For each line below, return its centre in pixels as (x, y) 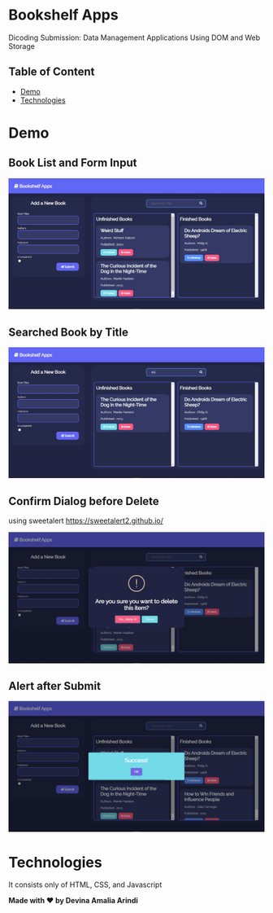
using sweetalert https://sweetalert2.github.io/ (86, 521)
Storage (22, 46)
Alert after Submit (55, 686)
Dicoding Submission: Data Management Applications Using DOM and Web (134, 37)
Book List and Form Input (73, 163)
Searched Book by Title (68, 332)
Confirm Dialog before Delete (84, 501)
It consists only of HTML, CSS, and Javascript (85, 884)
